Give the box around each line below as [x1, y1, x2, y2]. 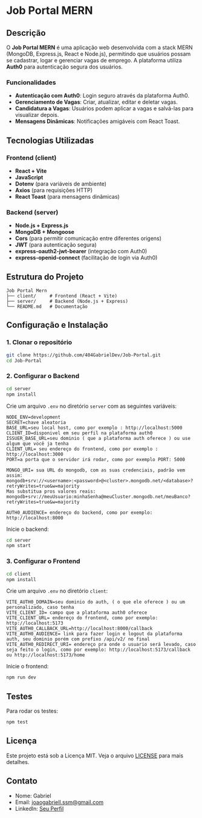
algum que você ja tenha [6, 441, 69, 447]
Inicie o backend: [6, 525, 50, 533]
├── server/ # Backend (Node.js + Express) [6, 298, 129, 305]
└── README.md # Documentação [6, 304, 88, 310]
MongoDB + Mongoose [15, 228, 74, 236]
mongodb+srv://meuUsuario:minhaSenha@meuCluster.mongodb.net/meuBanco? [6, 493, 191, 500]
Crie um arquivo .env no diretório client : [6, 587, 108, 594]
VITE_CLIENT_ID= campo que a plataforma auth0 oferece [6, 610, 148, 616]
